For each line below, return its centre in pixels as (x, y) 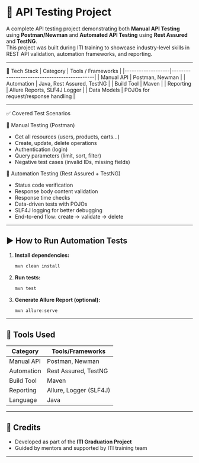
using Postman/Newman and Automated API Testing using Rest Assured (97, 34)
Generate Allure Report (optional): (57, 300)
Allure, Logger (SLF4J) (79, 390)
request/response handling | (41, 96)
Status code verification (44, 185)
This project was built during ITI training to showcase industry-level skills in (98, 48)
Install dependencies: (42, 255)
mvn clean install (37, 266)
